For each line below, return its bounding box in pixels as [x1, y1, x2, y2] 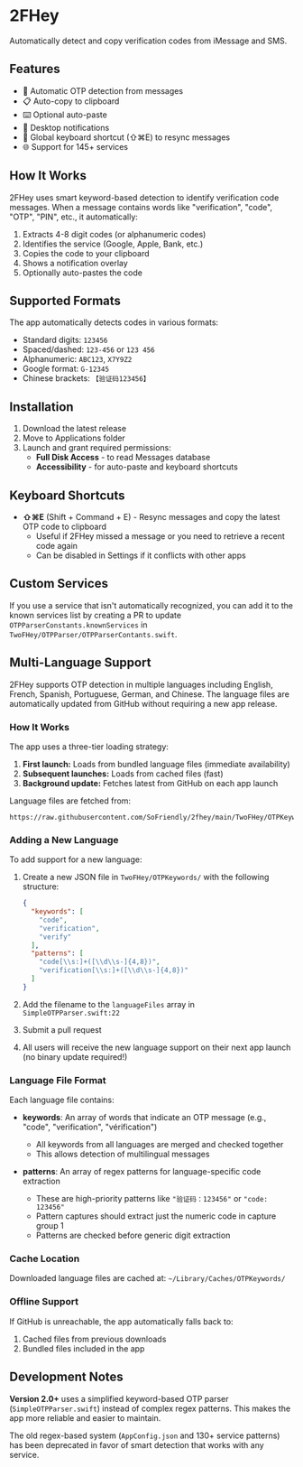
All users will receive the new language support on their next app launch [22, 1042, 291, 1053]
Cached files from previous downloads [22, 1333, 167, 1344]
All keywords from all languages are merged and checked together [35, 1139, 284, 1150]
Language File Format [9, 1073, 106, 1086]
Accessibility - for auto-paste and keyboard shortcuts [35, 461, 239, 472]
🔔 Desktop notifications [22, 122, 110, 133]
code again [35, 541, 78, 551]
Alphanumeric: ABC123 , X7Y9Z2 [22, 354, 133, 365]
